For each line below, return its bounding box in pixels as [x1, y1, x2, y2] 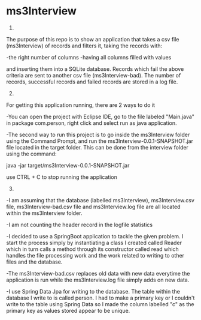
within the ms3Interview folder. [6, 209, 83, 217]
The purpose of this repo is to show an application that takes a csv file [6, 35, 179, 43]
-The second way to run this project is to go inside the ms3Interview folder [6, 131, 190, 138]
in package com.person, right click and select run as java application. [6, 119, 178, 127]
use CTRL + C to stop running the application [6, 173, 118, 181]
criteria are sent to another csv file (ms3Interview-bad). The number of [6, 71, 181, 79]
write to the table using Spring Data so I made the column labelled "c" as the [6, 300, 194, 307]
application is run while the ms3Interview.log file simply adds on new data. [6, 276, 190, 283]
